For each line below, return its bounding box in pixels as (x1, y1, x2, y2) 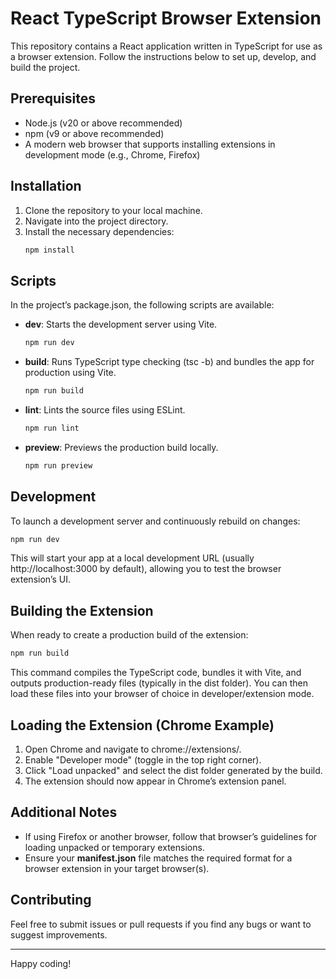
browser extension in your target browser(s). (24, 862, 210, 874)
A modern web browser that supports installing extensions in (24, 138, 276, 150)
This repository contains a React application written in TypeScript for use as (10, 40, 323, 52)
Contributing (10, 892, 92, 909)
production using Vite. (24, 367, 117, 379)
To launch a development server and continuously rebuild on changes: (10, 515, 301, 527)
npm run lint (24, 423, 80, 433)
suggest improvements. (10, 928, 108, 941)
